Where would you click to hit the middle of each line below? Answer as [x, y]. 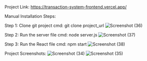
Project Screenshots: [25, 53]
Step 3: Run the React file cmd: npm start [46, 44]
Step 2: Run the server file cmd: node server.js [51, 35]
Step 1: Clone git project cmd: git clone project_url [54, 25]
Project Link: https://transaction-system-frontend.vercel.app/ [66, 7]
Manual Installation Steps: [30, 16]
